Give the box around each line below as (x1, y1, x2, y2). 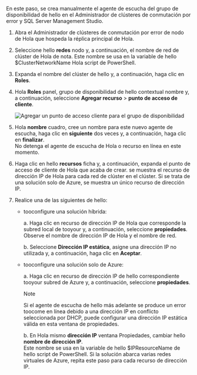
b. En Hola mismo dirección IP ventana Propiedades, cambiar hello (23, 332, 186, 338)
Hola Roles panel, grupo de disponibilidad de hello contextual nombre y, (14, 88, 190, 95)
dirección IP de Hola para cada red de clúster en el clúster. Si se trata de (14, 173, 191, 179)
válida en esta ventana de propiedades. (23, 321, 119, 327)
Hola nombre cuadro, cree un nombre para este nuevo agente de (14, 124, 173, 130)
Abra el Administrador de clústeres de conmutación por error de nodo (14, 29, 184, 36)
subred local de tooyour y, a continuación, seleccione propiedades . (23, 226, 188, 232)
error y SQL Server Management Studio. (6, 18, 104, 24)
